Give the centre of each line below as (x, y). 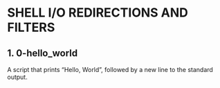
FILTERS (31, 27)
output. (17, 77)
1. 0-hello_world (43, 53)
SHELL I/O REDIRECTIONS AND (98, 13)
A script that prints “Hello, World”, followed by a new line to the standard (110, 70)
